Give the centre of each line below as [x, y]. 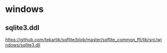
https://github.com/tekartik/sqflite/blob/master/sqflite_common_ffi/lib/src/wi [83, 39]
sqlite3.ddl [22, 28]
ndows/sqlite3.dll [23, 45]
